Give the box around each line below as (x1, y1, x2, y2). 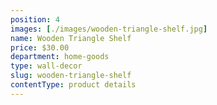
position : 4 (10, 14, 60, 25)
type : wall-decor (10, 61, 83, 71)
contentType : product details (10, 80, 137, 90)
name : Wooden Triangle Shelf (10, 33, 132, 43)
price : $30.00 (10, 42, 70, 53)
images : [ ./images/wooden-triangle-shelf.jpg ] (10, 24, 208, 34)
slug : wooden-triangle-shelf (10, 71, 132, 81)
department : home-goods (10, 52, 110, 62)
